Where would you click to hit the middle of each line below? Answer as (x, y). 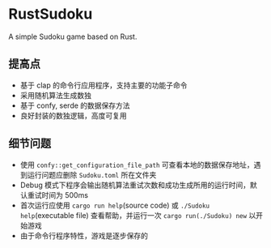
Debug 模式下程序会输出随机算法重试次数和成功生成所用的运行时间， (135, 185)
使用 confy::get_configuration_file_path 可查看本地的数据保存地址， (137, 165)
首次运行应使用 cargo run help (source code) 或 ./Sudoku (115, 205)
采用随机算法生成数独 (55, 95)
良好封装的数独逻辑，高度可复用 (73, 115)
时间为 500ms (65, 195)
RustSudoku (51, 14)
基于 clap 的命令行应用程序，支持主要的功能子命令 (104, 85)
